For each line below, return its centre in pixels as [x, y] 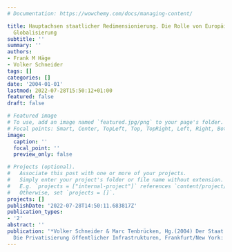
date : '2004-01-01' [35, 84]
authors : [20, 52]
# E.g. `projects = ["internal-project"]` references [89, 186]
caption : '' [31, 142]
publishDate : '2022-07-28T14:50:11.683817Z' [72, 206]
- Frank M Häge [29, 58]
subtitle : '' [26, 39]
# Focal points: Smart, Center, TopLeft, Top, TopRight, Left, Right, [111, 129]
